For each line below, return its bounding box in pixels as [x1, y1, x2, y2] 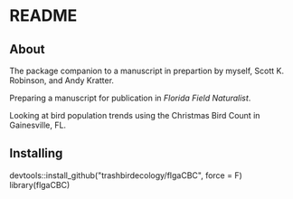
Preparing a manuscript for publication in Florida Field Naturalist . [9, 92, 251, 103]
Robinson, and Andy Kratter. [9, 75, 115, 86]
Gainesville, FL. [9, 119, 66, 130]
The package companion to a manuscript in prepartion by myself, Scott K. [9, 65, 285, 76]
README [9, 5, 78, 26]
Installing [9, 146, 63, 161]
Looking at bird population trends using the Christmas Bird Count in [9, 110, 260, 120]
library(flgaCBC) [9, 179, 71, 190]
